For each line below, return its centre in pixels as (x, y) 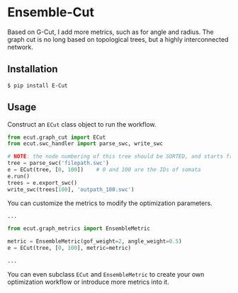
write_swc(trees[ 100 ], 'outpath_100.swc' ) (71, 189)
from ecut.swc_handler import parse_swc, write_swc (85, 144)
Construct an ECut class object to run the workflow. (82, 124)
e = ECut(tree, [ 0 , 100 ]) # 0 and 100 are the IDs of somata (104, 170)
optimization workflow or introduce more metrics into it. (89, 282)
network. (21, 47)
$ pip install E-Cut (38, 86)
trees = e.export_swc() (42, 183)
